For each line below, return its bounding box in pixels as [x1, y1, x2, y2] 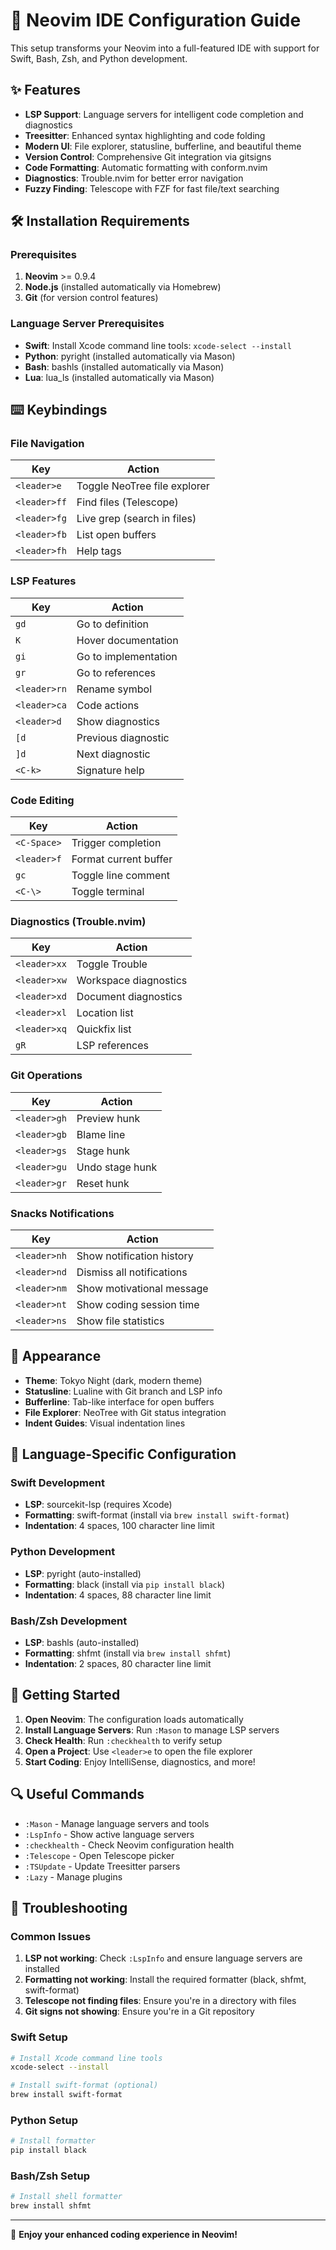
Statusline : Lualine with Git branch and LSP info [24, 1385, 223, 1397]
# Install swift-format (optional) [10, 2080, 159, 2091]
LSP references [76, 1039, 149, 1053]
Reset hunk [76, 1176, 130, 1190]
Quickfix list [76, 1022, 132, 1036]
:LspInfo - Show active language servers [24, 1828, 195, 1840]
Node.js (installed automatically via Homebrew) [24, 281, 222, 293]
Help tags [76, 544, 122, 558]
